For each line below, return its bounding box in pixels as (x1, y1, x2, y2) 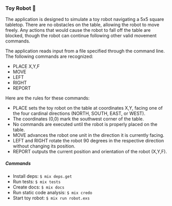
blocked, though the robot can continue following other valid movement (5, 33, 157, 39)
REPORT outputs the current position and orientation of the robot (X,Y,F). (12, 149, 167, 155)
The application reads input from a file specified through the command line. (5, 48, 165, 54)
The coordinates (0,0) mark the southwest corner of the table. (12, 116, 144, 122)
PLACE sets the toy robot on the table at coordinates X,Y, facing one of (12, 105, 163, 111)
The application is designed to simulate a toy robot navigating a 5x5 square (5, 16, 164, 23)
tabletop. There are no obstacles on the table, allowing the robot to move (5, 22, 160, 28)
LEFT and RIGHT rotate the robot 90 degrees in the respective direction (12, 138, 164, 144)
